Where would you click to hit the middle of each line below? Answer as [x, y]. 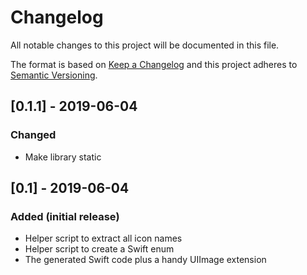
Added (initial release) [65, 216]
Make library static [63, 157]
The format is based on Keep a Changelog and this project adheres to [154, 64]
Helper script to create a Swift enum [99, 249]
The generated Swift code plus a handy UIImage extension [145, 260]
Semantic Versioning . [54, 75]
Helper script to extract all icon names [103, 238]
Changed [33, 135]
